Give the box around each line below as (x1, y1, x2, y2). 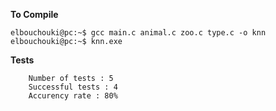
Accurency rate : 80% (28, 91, 118, 101)
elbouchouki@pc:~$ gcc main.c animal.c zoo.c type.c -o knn (10, 28, 267, 38)
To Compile (10, 9, 59, 20)
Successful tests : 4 (28, 82, 118, 92)
